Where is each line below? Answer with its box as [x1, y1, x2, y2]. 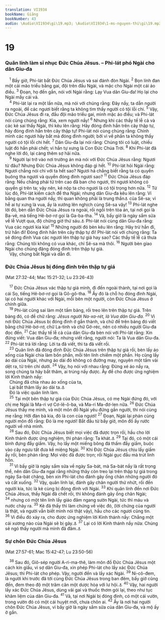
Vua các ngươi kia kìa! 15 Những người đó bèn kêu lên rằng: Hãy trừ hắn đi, [5, 223, 156, 230]
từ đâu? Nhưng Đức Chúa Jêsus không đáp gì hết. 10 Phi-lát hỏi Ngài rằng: [5, 162, 156, 169]
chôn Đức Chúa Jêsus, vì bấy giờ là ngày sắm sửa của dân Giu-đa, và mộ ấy [5, 604, 159, 610]
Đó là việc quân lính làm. [9, 390, 59, 395]
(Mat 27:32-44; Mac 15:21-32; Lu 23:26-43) [5, 274, 94, 280]
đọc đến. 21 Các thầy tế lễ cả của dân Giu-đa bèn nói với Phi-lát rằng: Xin [5, 329, 153, 336]
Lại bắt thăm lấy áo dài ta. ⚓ [9, 384, 65, 391]
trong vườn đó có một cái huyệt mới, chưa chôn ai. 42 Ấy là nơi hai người [5, 598, 151, 605]
